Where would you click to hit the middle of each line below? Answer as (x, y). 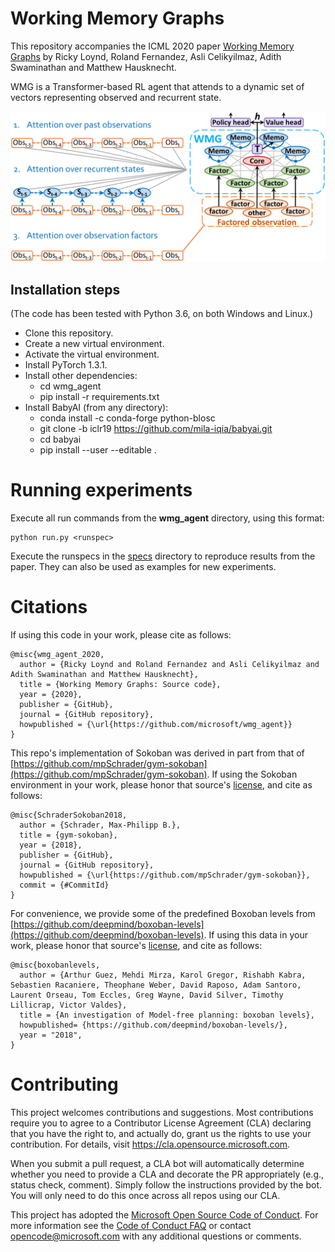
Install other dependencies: (81, 375)
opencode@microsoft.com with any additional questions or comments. (156, 1236)
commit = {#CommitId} (64, 885)
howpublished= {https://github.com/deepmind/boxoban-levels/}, (153, 1025)
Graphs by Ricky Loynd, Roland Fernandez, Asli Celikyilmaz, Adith (146, 56)
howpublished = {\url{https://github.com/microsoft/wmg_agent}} (156, 724)
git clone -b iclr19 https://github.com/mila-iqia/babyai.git (156, 428)
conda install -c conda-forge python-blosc (127, 418)
